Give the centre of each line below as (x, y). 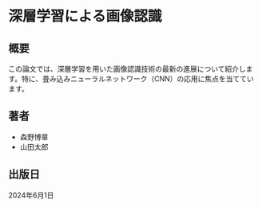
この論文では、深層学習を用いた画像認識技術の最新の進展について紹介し (127, 69)
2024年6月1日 (31, 195)
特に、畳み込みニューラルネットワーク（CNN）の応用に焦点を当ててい (137, 79)
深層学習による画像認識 (85, 16)
